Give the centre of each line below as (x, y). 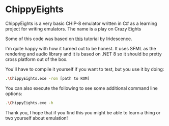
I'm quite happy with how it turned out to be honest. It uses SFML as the (81, 48)
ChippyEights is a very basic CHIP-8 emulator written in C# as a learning (81, 23)
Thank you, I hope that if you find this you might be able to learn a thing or (83, 112)
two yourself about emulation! (37, 118)
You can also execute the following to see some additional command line (81, 88)
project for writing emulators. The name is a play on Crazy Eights (73, 28)
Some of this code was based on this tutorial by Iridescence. (69, 39)
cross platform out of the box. (36, 59)
